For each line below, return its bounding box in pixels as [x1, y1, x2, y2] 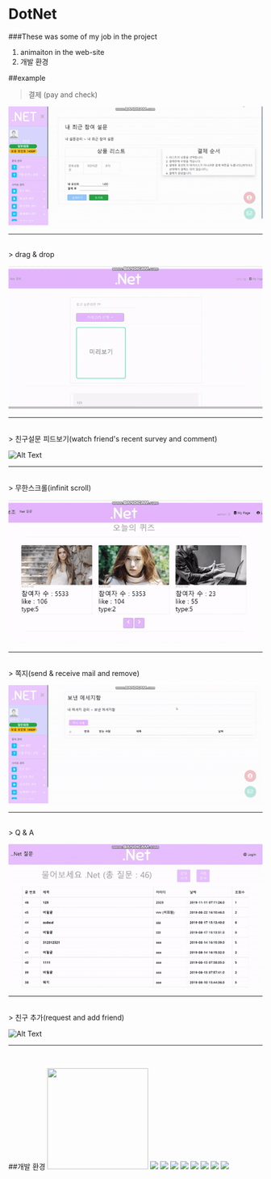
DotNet [8, 5, 57, 23]
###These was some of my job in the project [8, 32, 157, 41]
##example [8, 73, 46, 82]
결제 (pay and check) [27, 90, 98, 99]
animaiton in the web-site [19, 47, 105, 57]
